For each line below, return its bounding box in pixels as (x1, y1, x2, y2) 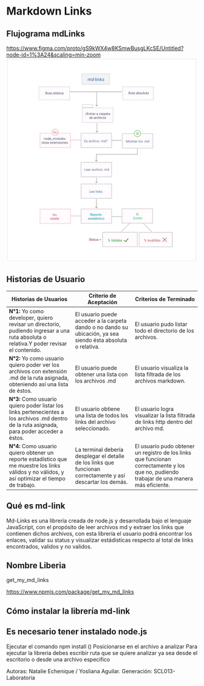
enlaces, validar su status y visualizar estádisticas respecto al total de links (6, 536, 194, 544)
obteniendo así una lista (8, 380, 69, 387)
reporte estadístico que (8, 456, 67, 463)
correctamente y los (134, 462, 185, 469)
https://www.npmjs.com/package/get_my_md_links (6, 588, 135, 595)
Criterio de (88, 292, 117, 299)
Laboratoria (6, 674, 35, 681)
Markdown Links (6, 4, 92, 18)
